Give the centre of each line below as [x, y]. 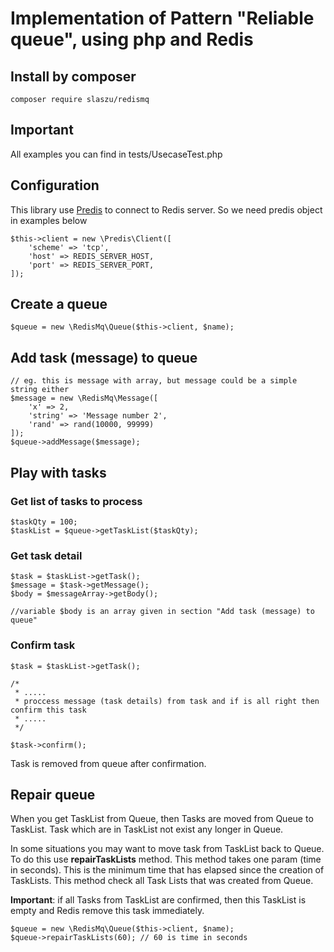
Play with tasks [58, 472]
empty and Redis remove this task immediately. [107, 911]
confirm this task [48, 710]
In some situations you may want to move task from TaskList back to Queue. [167, 849]
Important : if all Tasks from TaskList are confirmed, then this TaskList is [158, 900]
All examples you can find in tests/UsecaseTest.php [116, 154]
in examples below [49, 220]
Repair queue [53, 794]
